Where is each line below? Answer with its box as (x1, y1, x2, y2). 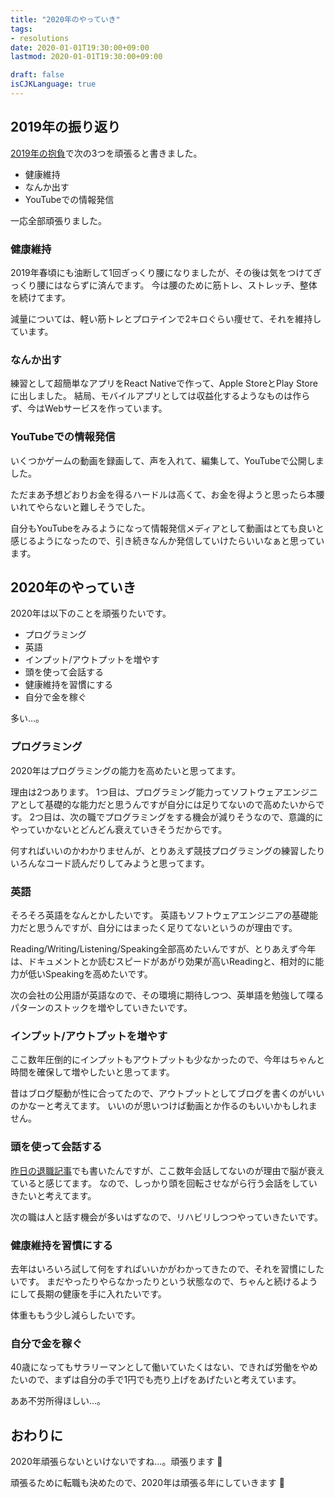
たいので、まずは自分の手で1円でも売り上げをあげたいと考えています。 (10, 1374, 302, 1386)
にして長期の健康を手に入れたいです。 (10, 1287, 167, 1300)
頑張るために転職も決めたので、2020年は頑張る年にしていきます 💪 (10, 1476, 285, 1488)
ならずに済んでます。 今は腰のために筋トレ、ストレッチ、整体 (62, 279, 318, 291)
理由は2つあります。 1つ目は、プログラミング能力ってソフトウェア (10, 786, 284, 798)
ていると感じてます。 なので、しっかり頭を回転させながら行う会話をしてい (10, 1177, 318, 1189)
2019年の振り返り (10, 119, 122, 136)
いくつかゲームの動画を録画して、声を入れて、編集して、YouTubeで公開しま (10, 454, 325, 466)
